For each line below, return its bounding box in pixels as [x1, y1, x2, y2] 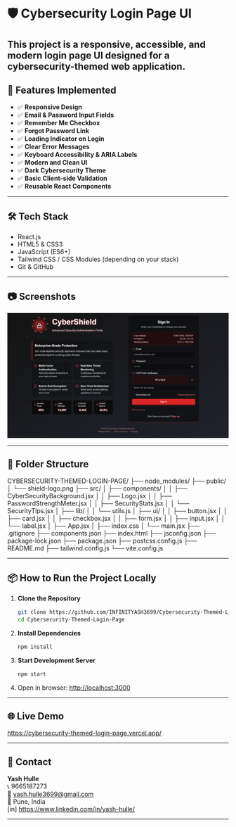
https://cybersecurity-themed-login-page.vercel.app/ [7, 729, 162, 738]
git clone [17, 609, 47, 616]
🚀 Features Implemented [7, 84, 117, 96]
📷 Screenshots [7, 290, 76, 303]
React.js [17, 233, 41, 241]
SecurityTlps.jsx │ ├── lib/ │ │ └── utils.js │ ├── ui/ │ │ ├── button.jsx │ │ [7, 507, 228, 515]
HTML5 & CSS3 [17, 240, 63, 248]
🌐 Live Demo [7, 710, 65, 722]
